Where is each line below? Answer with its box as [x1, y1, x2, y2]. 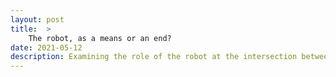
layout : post [10, 14, 65, 25]
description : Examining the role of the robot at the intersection [10, 52, 298, 62]
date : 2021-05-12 [10, 42, 83, 53]
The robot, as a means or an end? [28, 33, 172, 43]
